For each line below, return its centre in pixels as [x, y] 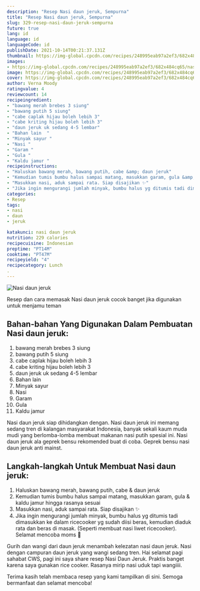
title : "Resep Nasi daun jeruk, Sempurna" [60, 17]
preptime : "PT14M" [29, 249]
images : [16, 61]
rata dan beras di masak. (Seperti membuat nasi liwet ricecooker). [96, 528]
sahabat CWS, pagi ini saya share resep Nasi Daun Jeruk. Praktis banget [96, 558]
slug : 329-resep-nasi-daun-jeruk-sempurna [60, 23]
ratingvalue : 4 [26, 89]
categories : [21, 194]
